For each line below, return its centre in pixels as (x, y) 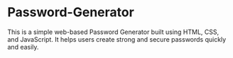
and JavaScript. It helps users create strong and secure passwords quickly (117, 39)
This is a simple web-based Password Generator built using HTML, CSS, (113, 32)
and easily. (23, 47)
